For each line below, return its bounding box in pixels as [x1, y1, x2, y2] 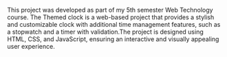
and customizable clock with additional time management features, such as [7, 21, 221, 28]
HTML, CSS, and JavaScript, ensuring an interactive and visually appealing [7, 35, 219, 43]
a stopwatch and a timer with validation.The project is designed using [7, 27, 204, 36]
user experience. [7, 43, 55, 50]
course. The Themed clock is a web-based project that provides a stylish [7, 13, 215, 21]
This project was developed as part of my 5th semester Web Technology [7, 6, 213, 14]
